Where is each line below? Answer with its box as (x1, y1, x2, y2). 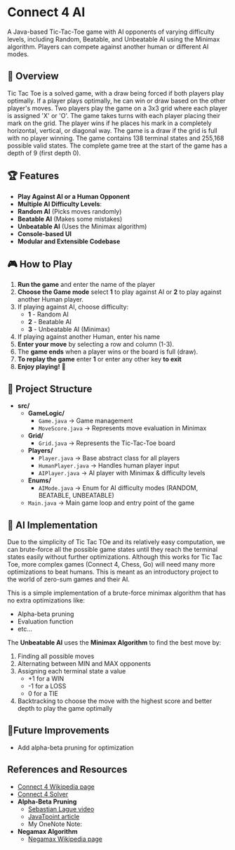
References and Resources (7, 764, 128, 775)
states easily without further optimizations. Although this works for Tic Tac (7, 553, 223, 561)
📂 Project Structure (7, 382, 93, 394)
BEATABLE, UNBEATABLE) (38, 491, 114, 500)
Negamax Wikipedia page (27, 835, 103, 843)
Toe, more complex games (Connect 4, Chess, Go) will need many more (7, 560, 215, 568)
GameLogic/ (27, 409, 65, 418)
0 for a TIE (27, 690, 58, 697)
